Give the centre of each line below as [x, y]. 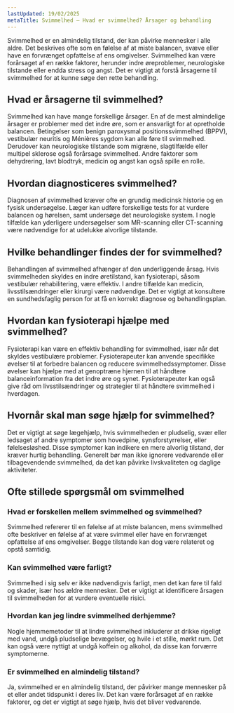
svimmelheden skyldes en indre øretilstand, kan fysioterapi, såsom [103, 276]
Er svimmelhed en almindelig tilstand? [74, 672]
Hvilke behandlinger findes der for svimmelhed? [115, 252]
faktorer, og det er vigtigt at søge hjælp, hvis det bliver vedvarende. [104, 702]
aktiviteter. [22, 469]
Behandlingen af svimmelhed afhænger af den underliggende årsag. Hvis [113, 269]
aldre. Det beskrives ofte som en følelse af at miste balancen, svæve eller [113, 48]
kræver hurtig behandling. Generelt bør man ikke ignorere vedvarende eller [116, 455]
